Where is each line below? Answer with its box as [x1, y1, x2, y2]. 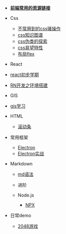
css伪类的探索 [17, 38, 48, 44]
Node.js [17, 192, 35, 198]
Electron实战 [17, 151, 44, 156]
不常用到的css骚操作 [17, 25, 61, 31]
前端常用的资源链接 [10, 5, 51, 11]
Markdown [10, 161, 33, 166]
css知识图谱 [17, 32, 43, 38]
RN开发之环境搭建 [10, 82, 48, 88]
